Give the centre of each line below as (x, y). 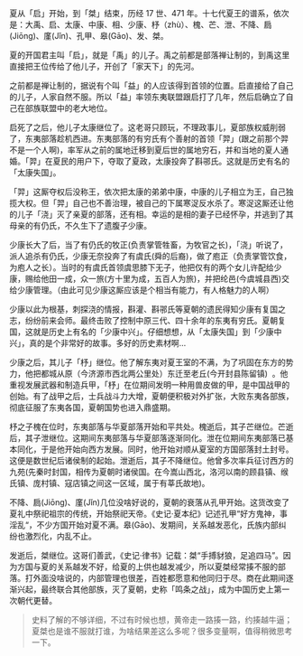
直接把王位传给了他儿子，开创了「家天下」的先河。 (104, 66)
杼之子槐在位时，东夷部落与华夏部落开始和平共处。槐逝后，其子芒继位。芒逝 (151, 426)
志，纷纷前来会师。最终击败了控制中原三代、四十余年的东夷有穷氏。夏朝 (143, 320)
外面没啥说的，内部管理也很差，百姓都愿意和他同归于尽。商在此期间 (159, 578)
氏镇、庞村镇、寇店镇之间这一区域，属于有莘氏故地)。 (110, 483)
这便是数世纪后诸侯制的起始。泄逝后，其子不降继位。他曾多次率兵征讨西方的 (151, 460)
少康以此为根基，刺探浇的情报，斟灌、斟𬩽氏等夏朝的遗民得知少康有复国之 (147, 309)
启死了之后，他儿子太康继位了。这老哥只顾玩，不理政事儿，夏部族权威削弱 (147, 127)
